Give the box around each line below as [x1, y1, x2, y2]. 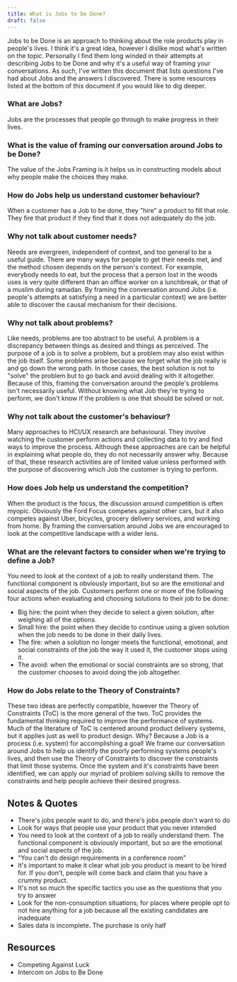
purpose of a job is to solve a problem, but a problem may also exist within [7, 349, 224, 357]
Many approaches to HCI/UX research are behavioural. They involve [7, 428, 207, 436]
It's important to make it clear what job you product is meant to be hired [17, 860, 227, 870]
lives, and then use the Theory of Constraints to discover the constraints [7, 754, 219, 763]
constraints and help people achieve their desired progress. [7, 777, 181, 785]
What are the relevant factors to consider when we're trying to [7, 546, 226, 556]
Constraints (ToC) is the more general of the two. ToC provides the [7, 709, 202, 718]
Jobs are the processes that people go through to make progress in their [7, 115, 219, 124]
